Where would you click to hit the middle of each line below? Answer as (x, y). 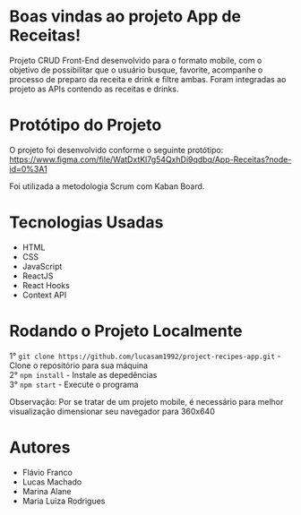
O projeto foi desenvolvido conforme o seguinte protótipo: (116, 150)
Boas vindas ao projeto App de (125, 17)
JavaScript (42, 266)
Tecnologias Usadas (86, 223)
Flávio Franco (47, 472)
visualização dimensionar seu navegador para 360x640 (112, 411)
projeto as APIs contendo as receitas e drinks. (94, 89)
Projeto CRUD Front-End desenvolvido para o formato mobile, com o (136, 60)
